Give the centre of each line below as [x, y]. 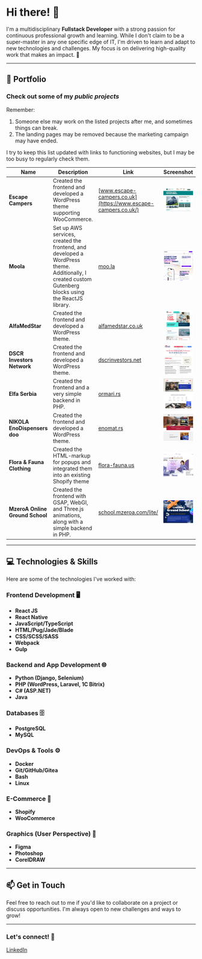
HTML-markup [72, 456]
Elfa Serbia [23, 394]
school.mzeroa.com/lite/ [128, 512]
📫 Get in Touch [36, 885]
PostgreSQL [30, 728]
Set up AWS [68, 228]
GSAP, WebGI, [71, 503]
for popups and [72, 462]
